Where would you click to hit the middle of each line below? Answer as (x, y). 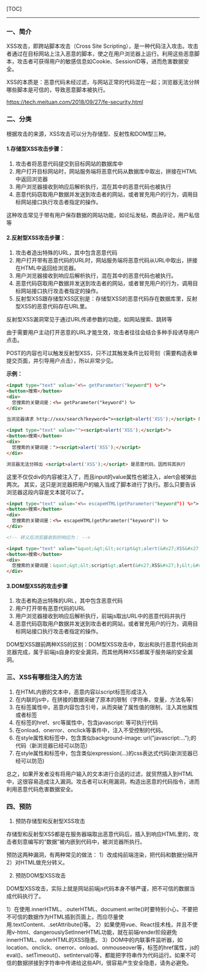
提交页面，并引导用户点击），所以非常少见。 (61, 361)
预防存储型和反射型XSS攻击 (50, 821)
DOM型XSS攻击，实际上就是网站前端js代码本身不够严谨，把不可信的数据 (98, 888)
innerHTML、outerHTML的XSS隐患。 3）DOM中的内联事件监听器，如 (94, 939)
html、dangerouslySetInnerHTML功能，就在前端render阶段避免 (97, 932)
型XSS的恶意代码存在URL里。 (53, 306)
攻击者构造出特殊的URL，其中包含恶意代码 (69, 601)
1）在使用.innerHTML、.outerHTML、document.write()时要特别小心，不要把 (102, 909)
